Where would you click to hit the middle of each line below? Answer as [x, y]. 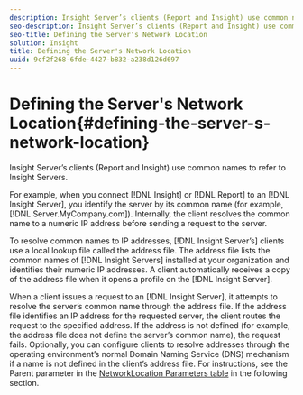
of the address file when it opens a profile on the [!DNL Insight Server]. [141, 279]
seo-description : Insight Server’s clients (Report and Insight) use [143, 26]
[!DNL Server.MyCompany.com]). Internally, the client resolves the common [150, 214]
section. [24, 382]
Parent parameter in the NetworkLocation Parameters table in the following [148, 373]
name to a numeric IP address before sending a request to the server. [138, 223]
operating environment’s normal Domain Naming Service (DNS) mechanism [149, 354]
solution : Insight [44, 43]
